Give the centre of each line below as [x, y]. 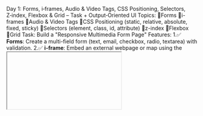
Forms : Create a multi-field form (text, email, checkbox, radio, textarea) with [102, 41]
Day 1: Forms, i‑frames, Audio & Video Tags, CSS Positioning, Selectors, [96, 9]
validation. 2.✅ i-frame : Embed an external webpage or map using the [94, 48]
